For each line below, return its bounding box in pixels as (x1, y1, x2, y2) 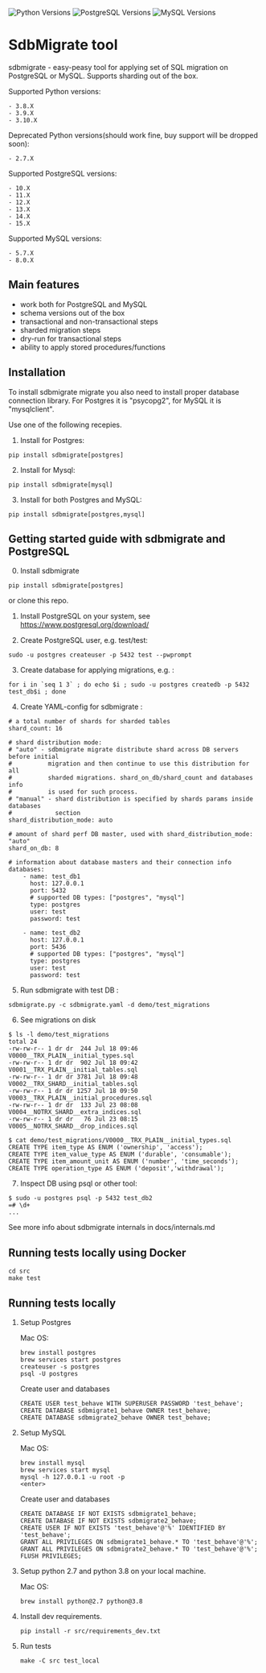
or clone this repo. (8, 596, 69, 606)
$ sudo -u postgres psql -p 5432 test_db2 (8, 1195, 153, 1203)
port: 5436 (29, 943, 67, 951)
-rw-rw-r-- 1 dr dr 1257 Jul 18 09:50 (8, 1087, 138, 1095)
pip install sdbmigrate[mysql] (8, 480, 113, 489)
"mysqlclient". (8, 404, 55, 414)
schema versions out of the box (19, 308, 125, 317)
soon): (8, 139, 30, 148)
